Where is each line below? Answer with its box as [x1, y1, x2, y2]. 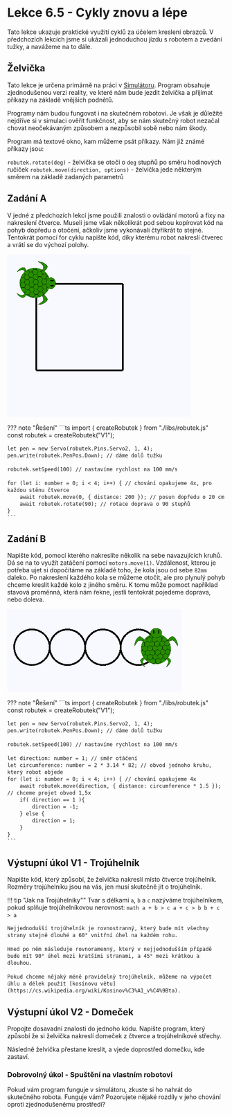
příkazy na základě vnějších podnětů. [7, 96, 114, 104]
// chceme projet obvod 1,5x [7, 790, 91, 797]
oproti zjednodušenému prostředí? [7, 1100, 106, 1109]
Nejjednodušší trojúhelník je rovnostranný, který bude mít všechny [7, 925, 209, 932]
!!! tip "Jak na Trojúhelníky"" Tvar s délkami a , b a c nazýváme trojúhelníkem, [7, 896, 224, 905]
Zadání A [7, 192, 47, 205]
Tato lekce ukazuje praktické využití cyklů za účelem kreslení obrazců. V [7, 28, 214, 36]
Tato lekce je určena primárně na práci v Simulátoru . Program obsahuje [7, 81, 211, 89]
